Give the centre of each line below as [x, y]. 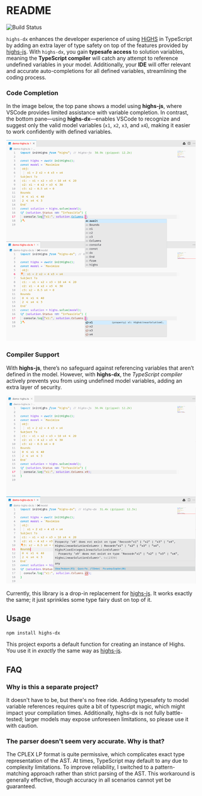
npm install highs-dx [33, 633]
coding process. [26, 77]
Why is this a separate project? [52, 687]
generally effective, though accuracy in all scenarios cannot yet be [89, 780]
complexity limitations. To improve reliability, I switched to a [80, 767]
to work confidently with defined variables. [59, 132]
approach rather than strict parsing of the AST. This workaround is [113, 774]
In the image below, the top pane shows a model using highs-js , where [94, 106]
